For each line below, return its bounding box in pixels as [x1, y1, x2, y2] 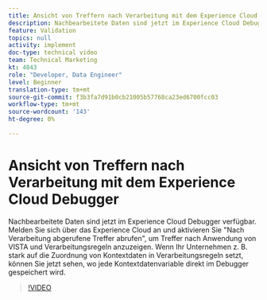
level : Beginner [8, 78, 62, 86]
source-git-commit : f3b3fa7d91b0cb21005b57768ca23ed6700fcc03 [8, 93, 219, 101]
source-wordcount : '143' [8, 108, 91, 116]
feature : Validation [8, 26, 77, 34]
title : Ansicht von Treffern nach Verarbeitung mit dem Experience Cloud [8, 11, 258, 20]
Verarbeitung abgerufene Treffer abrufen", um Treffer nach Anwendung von [8, 233, 257, 243]
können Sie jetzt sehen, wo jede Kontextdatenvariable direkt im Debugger [8, 259, 249, 268]
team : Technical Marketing [8, 56, 98, 64]
